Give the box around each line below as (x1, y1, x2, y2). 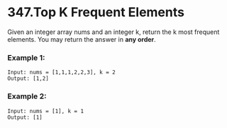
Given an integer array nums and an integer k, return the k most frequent (7, 28, 220, 36)
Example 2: (7, 91, 47, 101)
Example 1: (7, 52, 45, 62)
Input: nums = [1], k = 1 (7, 107, 84, 115)
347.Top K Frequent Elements (7, 4, 184, 21)
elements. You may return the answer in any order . (7, 35, 156, 43)
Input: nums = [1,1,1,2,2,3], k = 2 (7, 69, 116, 76)
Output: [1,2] (7, 75, 50, 82)
